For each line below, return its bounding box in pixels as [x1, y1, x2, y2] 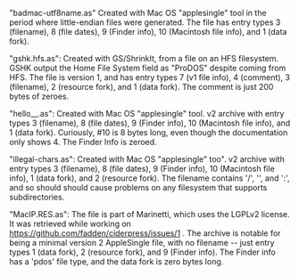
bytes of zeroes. [9, 91, 70, 101]
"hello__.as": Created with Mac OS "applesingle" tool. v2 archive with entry [9, 109, 285, 118]
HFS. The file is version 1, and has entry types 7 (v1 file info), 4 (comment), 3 [9, 72, 290, 83]
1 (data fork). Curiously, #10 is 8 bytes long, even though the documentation [9, 127, 288, 137]
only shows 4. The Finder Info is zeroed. [9, 137, 158, 147]
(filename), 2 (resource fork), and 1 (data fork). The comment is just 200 [9, 82, 274, 92]
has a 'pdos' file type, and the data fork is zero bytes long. [9, 256, 224, 266]
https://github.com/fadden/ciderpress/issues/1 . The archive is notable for [9, 228, 281, 239]
